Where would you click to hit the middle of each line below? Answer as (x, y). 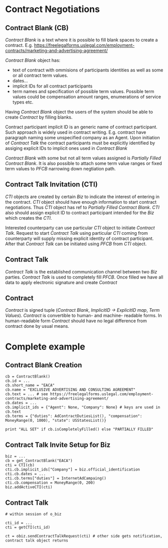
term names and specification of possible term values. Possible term (83, 91)
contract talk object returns (37, 541)
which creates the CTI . (29, 218)
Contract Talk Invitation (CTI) (51, 185)
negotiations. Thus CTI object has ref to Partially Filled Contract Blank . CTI (82, 207)
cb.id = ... (18, 381)
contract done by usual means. (37, 326)
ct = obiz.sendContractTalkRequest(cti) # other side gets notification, (84, 536)
